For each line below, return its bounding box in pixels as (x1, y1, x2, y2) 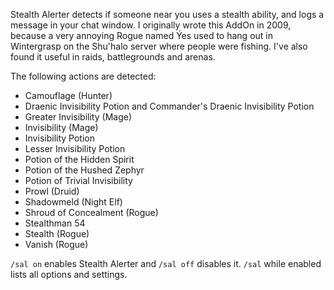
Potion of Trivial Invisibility (24, 175, 133, 186)
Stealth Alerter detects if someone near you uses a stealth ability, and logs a (10, 9, 325, 20)
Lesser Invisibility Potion (24, 143, 126, 154)
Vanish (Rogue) (24, 239, 89, 250)
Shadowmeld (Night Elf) (24, 196, 123, 208)
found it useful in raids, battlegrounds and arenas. (10, 51, 216, 63)
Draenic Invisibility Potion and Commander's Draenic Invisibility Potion (24, 100, 315, 112)
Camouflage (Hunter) (24, 90, 113, 101)
